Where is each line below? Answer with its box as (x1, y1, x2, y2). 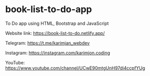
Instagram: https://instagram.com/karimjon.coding (5, 50, 110, 56)
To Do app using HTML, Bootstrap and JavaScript (5, 20, 109, 26)
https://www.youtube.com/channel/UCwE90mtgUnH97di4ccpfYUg (5, 65, 145, 71)
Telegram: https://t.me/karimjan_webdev (5, 40, 90, 46)
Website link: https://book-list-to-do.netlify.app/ (5, 30, 105, 36)
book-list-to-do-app (5, 4, 92, 15)
